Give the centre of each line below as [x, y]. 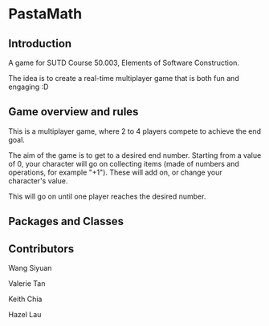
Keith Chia [25, 299]
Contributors [41, 249]
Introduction [40, 44]
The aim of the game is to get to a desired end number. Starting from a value [135, 155]
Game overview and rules [73, 112]
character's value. [38, 180]
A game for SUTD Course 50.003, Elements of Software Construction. [124, 62]
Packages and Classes [66, 221]
